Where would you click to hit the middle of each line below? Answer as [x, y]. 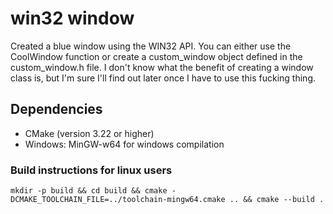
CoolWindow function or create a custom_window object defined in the [156, 56]
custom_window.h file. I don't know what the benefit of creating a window [162, 67]
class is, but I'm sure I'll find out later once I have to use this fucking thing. [163, 78]
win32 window [72, 18]
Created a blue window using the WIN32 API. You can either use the [151, 46]
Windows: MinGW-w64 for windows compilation [124, 144]
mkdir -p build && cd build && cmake [89, 191]
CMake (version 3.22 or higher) [89, 133]
